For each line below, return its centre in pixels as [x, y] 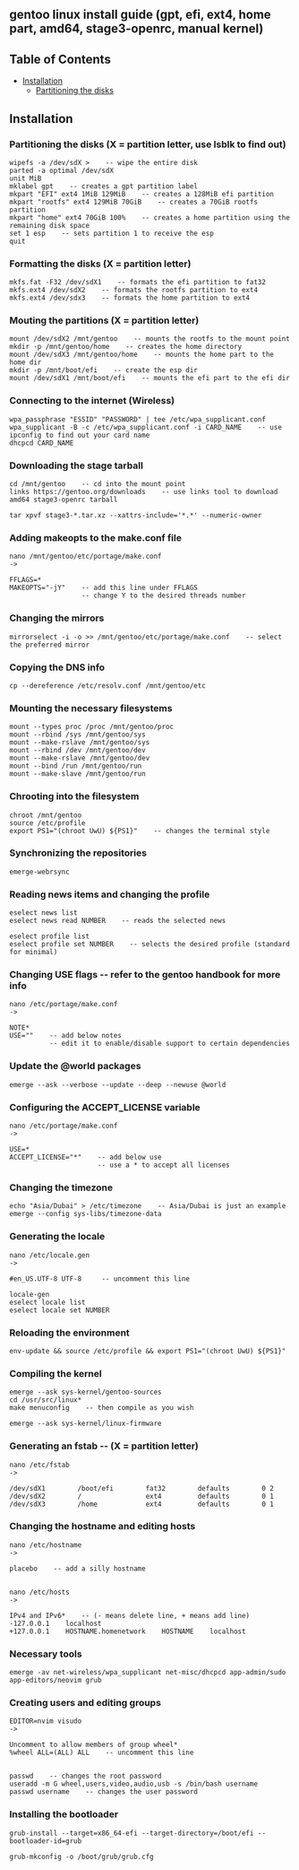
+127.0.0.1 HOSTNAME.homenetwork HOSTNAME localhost [128, 1631]
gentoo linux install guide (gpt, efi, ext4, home [140, 15]
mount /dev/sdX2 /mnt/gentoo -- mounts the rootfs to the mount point [150, 339]
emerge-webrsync [39, 872]
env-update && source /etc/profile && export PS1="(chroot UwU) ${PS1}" [148, 1351]
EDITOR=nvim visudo [46, 1721]
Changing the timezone [61, 1187]
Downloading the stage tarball [76, 465]
